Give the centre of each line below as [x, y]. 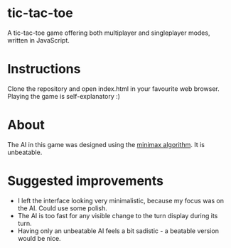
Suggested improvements [85, 181]
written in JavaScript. [38, 40]
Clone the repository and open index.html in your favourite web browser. [113, 88]
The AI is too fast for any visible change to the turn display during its [118, 215]
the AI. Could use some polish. [63, 208]
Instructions [44, 69]
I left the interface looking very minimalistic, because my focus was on [120, 200]
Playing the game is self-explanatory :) [64, 96]
